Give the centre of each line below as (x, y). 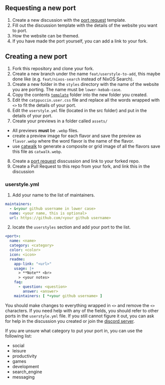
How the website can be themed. (46, 36)
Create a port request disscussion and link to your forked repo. (76, 161)
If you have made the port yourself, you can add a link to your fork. (80, 41)
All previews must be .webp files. (45, 130)
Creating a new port (36, 57)
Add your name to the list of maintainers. (53, 195)
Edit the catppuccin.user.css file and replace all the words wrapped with (86, 100)
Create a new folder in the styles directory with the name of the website (85, 84)
